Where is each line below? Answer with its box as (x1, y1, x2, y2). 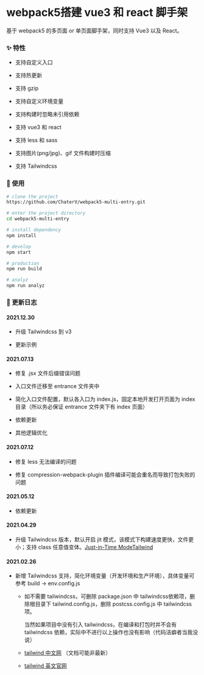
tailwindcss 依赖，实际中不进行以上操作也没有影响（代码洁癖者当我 (24, 629, 193, 636)
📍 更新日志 (6, 298, 38, 306)
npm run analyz (6, 283, 45, 289)
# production (6, 260, 40, 266)
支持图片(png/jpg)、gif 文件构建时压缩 (15, 150, 111, 157)
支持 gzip (15, 85, 39, 92)
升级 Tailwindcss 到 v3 (15, 328, 72, 336)
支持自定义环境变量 (15, 98, 64, 105)
